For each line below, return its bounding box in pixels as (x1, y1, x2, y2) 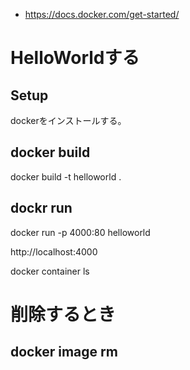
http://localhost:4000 (10, 245, 98, 258)
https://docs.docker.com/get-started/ (24, 9, 180, 20)
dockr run (10, 200, 73, 217)
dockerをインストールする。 (10, 115, 127, 126)
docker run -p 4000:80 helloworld (10, 226, 151, 238)
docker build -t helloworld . (10, 170, 122, 183)
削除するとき (10, 303, 117, 326)
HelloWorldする (10, 47, 140, 69)
